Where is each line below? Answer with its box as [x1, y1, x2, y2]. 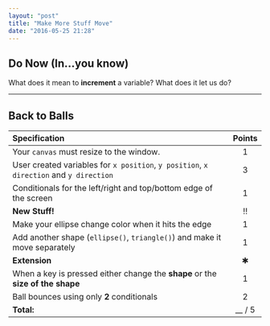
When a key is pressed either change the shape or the [12, 268, 217, 279]
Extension [12, 255, 52, 266]
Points [232, 133, 258, 143]
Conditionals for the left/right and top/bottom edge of [12, 183, 213, 193]
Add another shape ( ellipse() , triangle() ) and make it [12, 232, 222, 242]
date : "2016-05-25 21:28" [8, 27, 95, 35]
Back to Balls [8, 109, 75, 122]
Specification [12, 133, 65, 143]
